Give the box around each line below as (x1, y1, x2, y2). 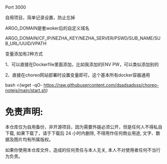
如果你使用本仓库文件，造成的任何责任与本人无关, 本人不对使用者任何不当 (5, 147, 156, 153)
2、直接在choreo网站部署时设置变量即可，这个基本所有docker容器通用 (5, 72, 151, 78)
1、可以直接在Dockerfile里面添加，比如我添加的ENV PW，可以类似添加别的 (5, 61, 159, 67)
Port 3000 (5, 4, 26, 10)
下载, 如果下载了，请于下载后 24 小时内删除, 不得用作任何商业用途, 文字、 (5, 130, 156, 136)
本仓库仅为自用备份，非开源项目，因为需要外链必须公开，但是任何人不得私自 (5, 123, 163, 129)
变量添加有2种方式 (5, 51, 43, 56)
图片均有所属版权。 (13, 136, 53, 142)
